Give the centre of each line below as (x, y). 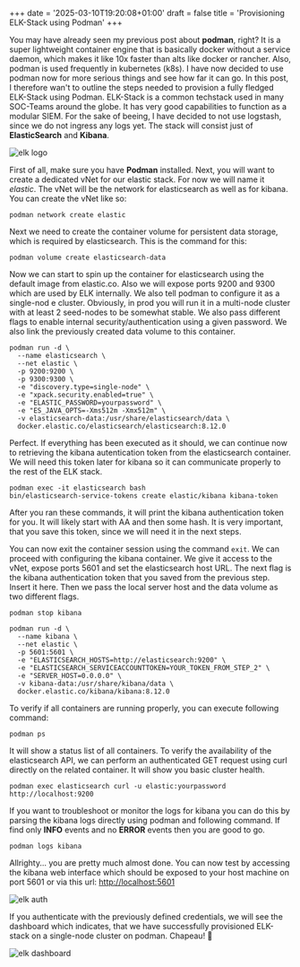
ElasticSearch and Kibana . (60, 135)
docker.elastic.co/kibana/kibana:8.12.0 (94, 692)
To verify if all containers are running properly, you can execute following (144, 708)
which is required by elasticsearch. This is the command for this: (129, 241)
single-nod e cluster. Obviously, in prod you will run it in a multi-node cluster (150, 303)
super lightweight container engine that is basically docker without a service (150, 49)
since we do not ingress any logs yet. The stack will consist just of (131, 126)
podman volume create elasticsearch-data (88, 257)
